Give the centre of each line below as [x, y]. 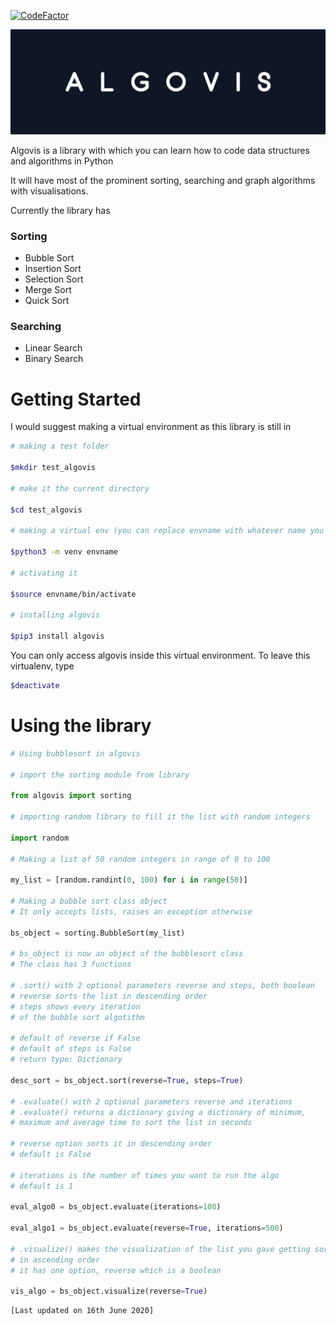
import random [40, 838]
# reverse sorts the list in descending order [109, 996]
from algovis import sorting [71, 796]
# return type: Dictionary [66, 1060]
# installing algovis [55, 615]
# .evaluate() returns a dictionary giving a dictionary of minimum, [158, 1112]
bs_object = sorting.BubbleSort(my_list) [98, 933]
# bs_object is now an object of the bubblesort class [127, 954]
